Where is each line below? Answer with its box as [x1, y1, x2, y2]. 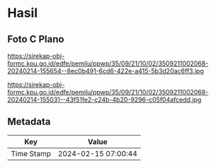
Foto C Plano [7, 33, 64, 45]
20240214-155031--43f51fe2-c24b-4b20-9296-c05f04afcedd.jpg [7, 95, 202, 104]
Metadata [7, 116, 51, 128]
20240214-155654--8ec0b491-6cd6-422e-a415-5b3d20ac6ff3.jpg [7, 67, 204, 75]
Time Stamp [11, 148, 52, 158]
